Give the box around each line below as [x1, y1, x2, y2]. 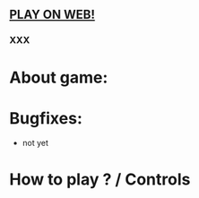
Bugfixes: [9, 108, 83, 128]
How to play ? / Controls [9, 169, 191, 189]
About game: [9, 67, 108, 88]
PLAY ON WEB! [9, 7, 96, 22]
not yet [22, 138, 49, 149]
